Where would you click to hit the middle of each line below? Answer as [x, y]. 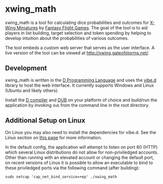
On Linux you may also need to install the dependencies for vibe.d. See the [81, 132]
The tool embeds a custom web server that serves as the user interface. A [80, 47]
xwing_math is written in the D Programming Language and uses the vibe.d [81, 80]
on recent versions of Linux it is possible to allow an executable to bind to [79, 162]
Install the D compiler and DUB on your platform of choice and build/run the [81, 100]
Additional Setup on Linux [45, 121]
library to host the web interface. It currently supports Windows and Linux [80, 85]
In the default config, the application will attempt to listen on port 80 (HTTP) [81, 147]
